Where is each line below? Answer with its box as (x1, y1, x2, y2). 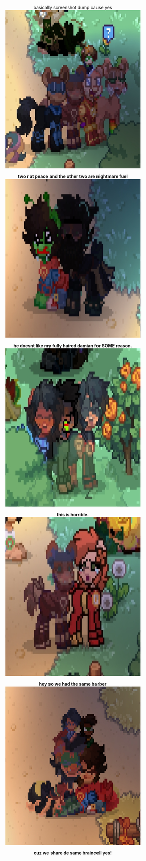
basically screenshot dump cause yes (33, 5, 113, 10)
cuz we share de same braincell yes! (34, 850, 112, 856)
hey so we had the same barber (39, 681, 107, 687)
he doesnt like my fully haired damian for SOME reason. (13, 343, 132, 349)
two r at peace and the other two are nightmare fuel (18, 173, 128, 179)
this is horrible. (56, 512, 89, 517)
